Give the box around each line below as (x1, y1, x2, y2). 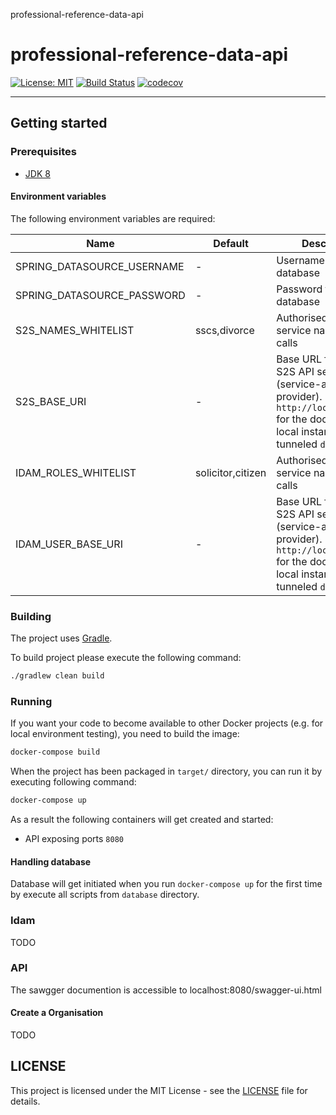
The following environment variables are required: (10, 212, 216, 224)
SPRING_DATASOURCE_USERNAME (15, 259, 185, 273)
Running (10, 694, 53, 708)
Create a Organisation (10, 1007, 104, 1019)
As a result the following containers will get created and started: (10, 814, 274, 826)
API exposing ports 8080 (24, 833, 124, 845)
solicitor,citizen (194, 465, 267, 479)
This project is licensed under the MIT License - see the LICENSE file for (10, 1084, 308, 1096)
